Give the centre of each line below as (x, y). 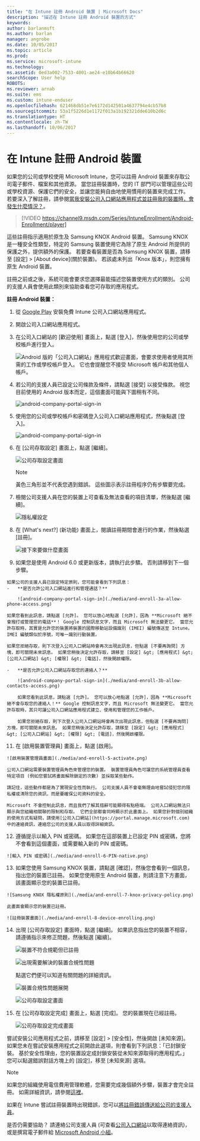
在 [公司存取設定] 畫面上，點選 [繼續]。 (63, 447)
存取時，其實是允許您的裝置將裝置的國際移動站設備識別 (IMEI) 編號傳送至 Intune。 (101, 628)
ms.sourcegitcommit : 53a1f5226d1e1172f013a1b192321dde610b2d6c (87, 111)
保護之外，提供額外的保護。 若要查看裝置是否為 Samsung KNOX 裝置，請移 (99, 251)
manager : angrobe (28, 39)
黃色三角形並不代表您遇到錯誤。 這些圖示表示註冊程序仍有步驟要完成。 (102, 484)
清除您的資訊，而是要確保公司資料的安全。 (64, 794)
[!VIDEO (31, 218)
